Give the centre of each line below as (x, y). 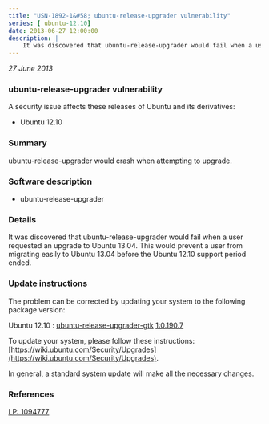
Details (22, 219)
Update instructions (48, 283)
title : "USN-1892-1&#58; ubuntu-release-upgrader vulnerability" (119, 16)
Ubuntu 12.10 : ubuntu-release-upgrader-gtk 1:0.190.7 (96, 325)
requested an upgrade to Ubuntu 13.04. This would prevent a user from (125, 246)
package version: (37, 309)
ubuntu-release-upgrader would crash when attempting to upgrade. (120, 161)
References (31, 394)
